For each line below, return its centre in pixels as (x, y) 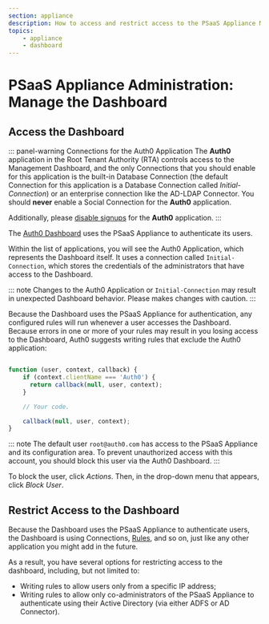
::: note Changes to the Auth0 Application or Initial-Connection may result (132, 290)
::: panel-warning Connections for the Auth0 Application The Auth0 (120, 151)
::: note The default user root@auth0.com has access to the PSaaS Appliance (133, 444)
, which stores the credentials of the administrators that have (144, 266)
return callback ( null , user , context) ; (96, 385)
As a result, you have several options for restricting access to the (115, 562)
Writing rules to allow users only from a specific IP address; (118, 586)
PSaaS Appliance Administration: (121, 85)
